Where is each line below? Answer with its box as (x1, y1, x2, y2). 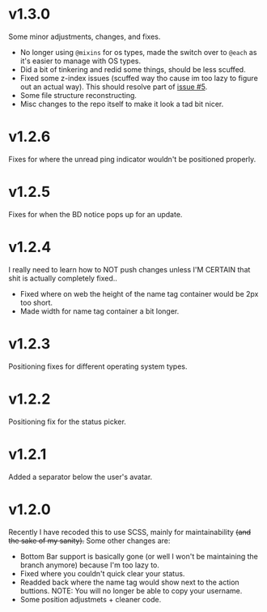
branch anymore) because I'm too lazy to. (19, 560, 160, 570)
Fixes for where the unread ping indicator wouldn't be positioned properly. (8, 154, 256, 164)
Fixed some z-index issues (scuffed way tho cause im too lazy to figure (19, 73, 259, 83)
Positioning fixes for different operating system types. (8, 362, 188, 371)
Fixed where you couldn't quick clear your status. (19, 568, 185, 578)
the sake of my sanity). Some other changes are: (8, 536, 171, 546)
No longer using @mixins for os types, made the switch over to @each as (19, 47, 257, 57)
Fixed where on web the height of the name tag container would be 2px (19, 289, 259, 298)
